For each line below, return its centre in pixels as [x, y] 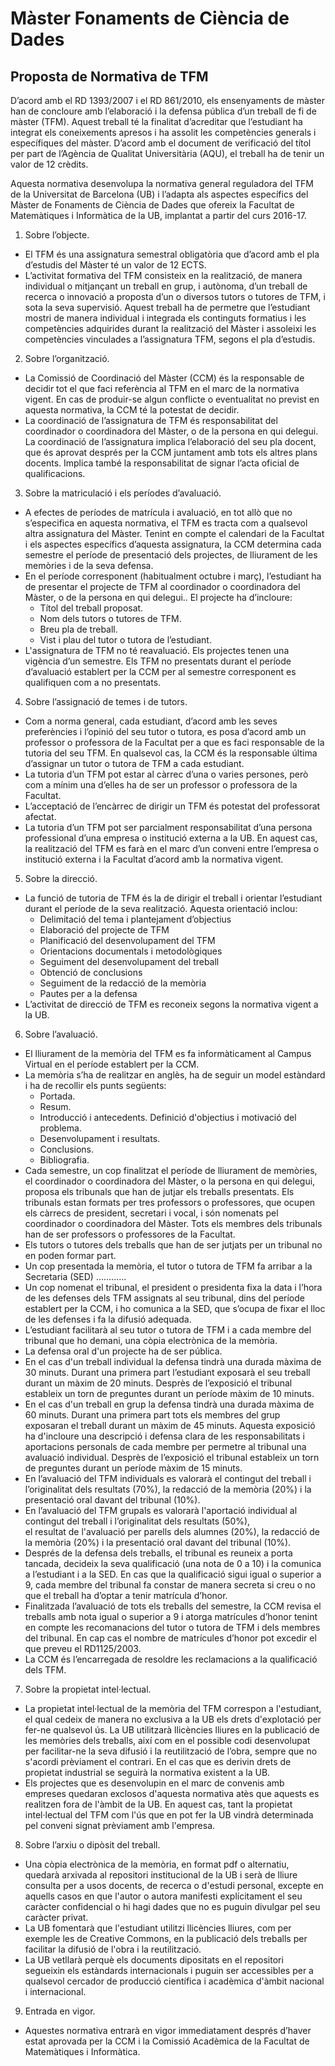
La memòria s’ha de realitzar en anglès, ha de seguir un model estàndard [175, 1075]
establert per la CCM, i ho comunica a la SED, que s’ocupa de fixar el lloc [175, 1308]
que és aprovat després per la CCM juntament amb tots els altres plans [171, 452]
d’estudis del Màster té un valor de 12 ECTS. [115, 265]
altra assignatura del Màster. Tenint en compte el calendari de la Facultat [174, 533]
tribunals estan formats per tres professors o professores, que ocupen [170, 1202]
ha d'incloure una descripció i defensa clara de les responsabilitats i [164, 1436]
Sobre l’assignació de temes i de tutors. [106, 701]
